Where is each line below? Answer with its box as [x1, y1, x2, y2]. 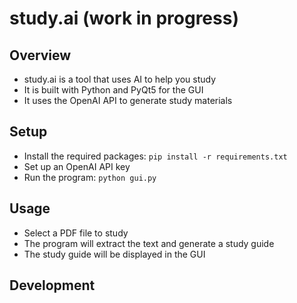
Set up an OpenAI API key [23, 160, 131, 172]
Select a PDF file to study [23, 227, 129, 239]
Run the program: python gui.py [23, 171, 157, 183]
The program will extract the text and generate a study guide [23, 237, 275, 249]
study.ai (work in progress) [9, 7, 239, 30]
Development [9, 277, 96, 294]
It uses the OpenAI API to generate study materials [23, 95, 233, 106]
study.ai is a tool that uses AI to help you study [23, 73, 217, 85]
